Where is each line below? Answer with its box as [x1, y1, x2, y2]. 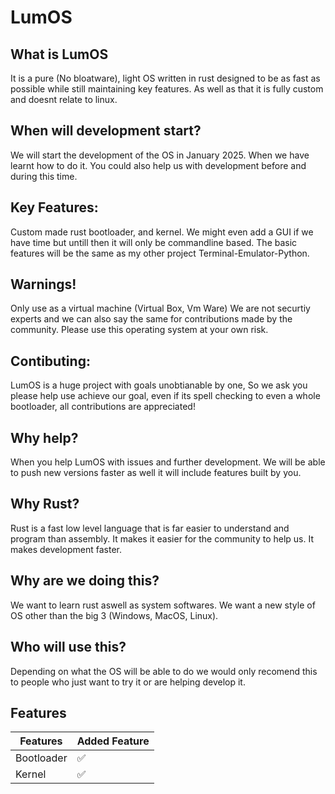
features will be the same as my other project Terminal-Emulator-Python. [10, 247, 310, 259]
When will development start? [10, 122, 202, 140]
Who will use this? [10, 639, 127, 656]
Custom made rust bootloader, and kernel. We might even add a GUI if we [10, 226, 314, 238]
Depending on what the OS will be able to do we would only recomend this [10, 665, 318, 677]
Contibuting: [10, 352, 91, 370]
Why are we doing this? [10, 572, 160, 590]
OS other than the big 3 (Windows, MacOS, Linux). [10, 609, 219, 621]
